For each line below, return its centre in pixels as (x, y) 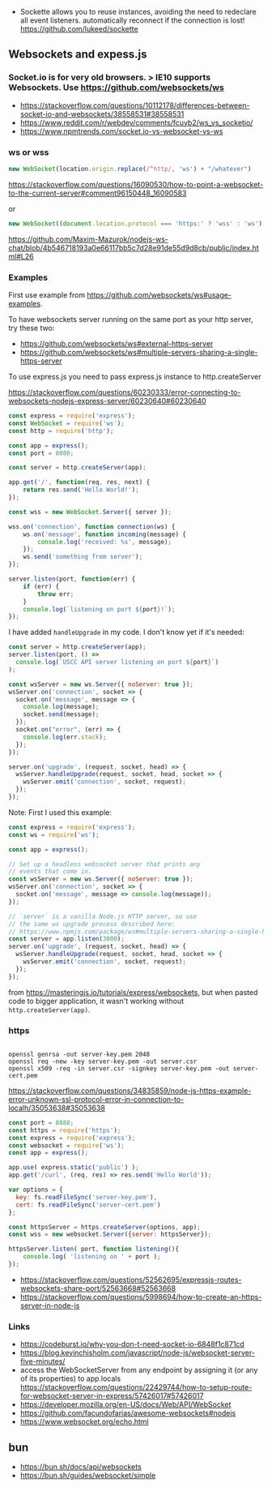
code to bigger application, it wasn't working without (96, 1001)
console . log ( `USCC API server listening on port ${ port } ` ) (117, 663)
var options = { (36, 1190)
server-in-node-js (50, 1306)
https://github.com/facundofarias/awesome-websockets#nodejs (128, 1413)
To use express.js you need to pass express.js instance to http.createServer (135, 377)
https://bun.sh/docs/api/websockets (81, 1467)
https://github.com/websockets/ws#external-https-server (117, 344)
